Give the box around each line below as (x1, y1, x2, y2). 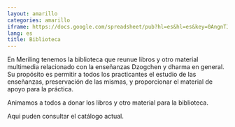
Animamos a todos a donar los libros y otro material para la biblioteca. (7, 98, 208, 107)
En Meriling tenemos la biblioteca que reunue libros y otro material (7, 55, 199, 63)
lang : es (7, 29, 33, 37)
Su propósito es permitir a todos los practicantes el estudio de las (7, 70, 197, 79)
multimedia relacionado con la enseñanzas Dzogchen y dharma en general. (7, 63, 225, 71)
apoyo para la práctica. (7, 85, 74, 94)
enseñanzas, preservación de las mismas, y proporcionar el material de (7, 77, 213, 86)
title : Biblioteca (7, 36, 61, 43)
